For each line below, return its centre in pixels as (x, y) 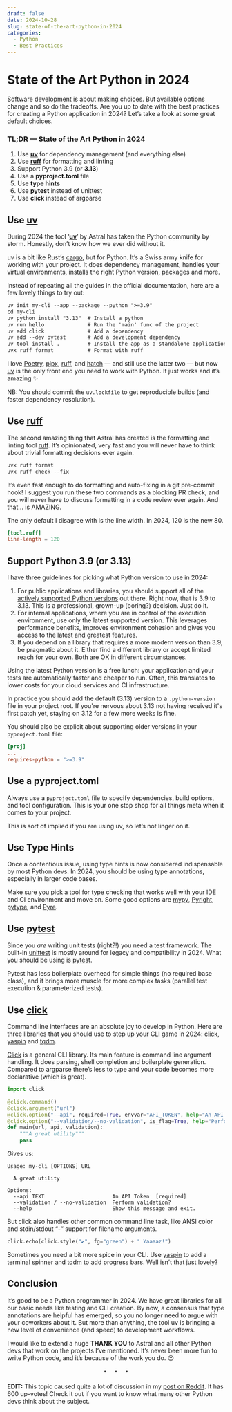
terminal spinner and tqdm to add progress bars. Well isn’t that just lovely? (113, 1262)
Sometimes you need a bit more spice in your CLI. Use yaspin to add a (107, 1254)
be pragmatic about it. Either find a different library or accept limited (114, 650)
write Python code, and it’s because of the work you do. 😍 (91, 1358)
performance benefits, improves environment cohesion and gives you (116, 628)
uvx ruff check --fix (38, 472)
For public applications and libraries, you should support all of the (110, 591)
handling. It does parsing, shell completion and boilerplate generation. (107, 1062)
